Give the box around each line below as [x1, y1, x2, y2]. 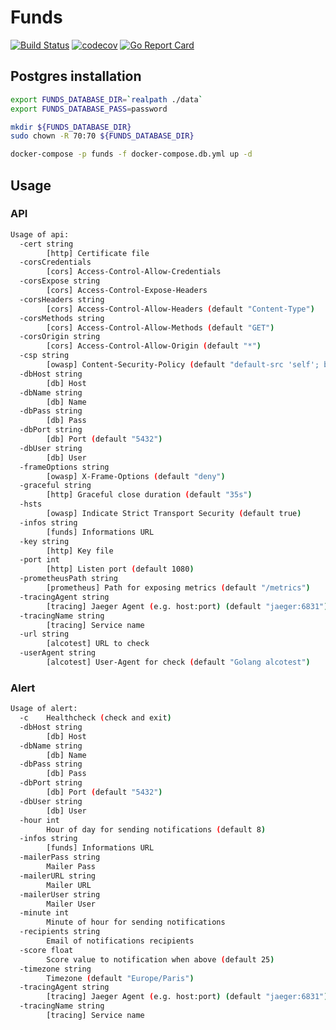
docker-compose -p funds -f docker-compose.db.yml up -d [10, 149, 253, 160]
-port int [19, 555, 60, 565]
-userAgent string [19, 648, 97, 658]
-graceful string [19, 481, 92, 491]
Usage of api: [10, 229, 70, 240]
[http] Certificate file [46, 248, 150, 258]
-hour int [19, 815, 60, 825]
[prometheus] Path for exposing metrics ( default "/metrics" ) [46, 583, 311, 593]
